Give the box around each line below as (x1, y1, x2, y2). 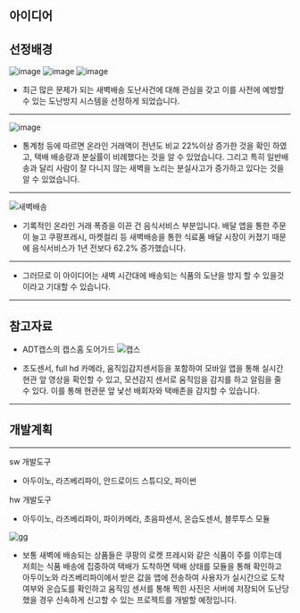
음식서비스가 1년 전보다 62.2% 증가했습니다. (31, 243, 186, 253)
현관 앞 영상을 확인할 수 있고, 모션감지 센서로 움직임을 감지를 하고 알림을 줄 (21, 374, 282, 385)
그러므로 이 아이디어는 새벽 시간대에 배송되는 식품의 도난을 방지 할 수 (21, 270, 261, 281)
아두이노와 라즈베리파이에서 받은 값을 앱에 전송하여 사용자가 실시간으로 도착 (21, 572, 286, 583)
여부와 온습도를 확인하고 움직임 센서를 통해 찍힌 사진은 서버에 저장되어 (21, 583, 266, 593)
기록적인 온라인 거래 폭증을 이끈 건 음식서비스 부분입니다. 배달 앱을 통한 (21, 220, 271, 231)
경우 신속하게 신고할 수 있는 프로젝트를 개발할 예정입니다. (38, 594, 237, 605)
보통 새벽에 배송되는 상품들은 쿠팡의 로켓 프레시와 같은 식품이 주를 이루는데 (21, 549, 283, 560)
